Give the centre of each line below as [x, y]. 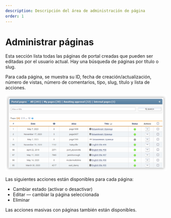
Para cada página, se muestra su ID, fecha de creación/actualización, [78, 77]
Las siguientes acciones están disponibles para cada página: [70, 179]
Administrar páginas [50, 42]
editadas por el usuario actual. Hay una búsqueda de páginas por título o [82, 62]
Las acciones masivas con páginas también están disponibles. [71, 210]
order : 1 [15, 16]
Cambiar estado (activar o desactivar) [53, 189]
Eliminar [21, 200]
